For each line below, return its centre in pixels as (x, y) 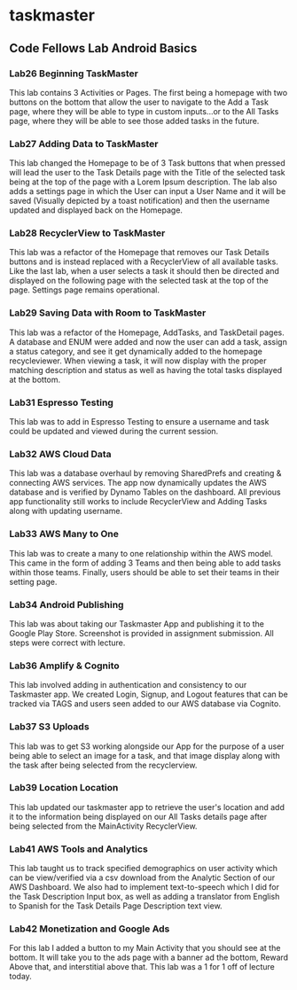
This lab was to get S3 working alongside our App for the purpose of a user (147, 746)
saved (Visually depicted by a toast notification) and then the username (140, 201)
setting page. (33, 581)
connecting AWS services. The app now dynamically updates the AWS (138, 483)
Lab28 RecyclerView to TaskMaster (87, 233)
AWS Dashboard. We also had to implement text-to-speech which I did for (145, 887)
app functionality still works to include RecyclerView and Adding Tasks (138, 502)
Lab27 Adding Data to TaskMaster (84, 144)
